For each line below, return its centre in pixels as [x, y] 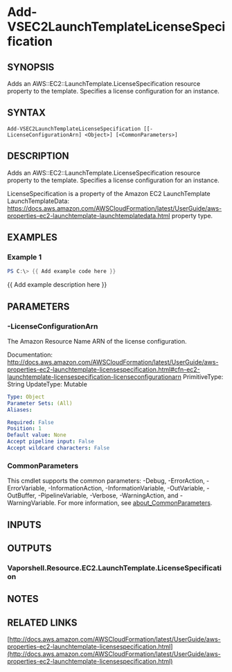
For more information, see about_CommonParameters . [135, 503]
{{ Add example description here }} [57, 285]
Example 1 [25, 257]
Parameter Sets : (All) [40, 403]
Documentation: [30, 355]
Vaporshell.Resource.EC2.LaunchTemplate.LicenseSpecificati [114, 567]
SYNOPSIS [31, 67]
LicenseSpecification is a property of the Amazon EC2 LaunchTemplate [109, 193]
